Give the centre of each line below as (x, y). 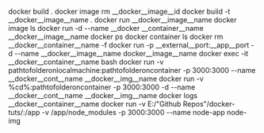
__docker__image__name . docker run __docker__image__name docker (122, 20)
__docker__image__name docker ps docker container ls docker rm (116, 36)
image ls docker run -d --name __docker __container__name (106, 28)
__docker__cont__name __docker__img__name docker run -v (106, 79)
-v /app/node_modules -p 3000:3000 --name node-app (134, 112)
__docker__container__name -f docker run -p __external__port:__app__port (129, 45)
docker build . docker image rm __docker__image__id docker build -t (119, 11)
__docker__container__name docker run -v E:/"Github (95, 104)
